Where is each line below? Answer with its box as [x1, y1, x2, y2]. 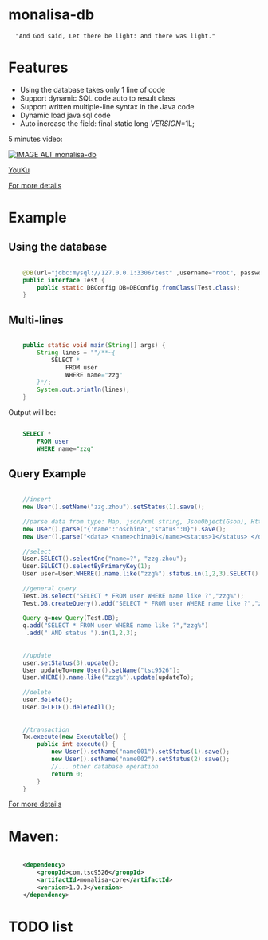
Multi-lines [8, 313, 64, 326]
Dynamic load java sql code [19, 110, 111, 120]
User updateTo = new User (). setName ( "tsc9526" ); [22, 666, 180, 674]
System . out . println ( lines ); [37, 385, 130, 394]
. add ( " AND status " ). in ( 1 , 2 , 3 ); [26, 629, 137, 638]
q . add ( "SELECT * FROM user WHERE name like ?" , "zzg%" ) [22, 622, 209, 630]
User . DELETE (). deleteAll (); [22, 703, 116, 711]
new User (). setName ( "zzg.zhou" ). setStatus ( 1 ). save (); [22, 503, 205, 511]
